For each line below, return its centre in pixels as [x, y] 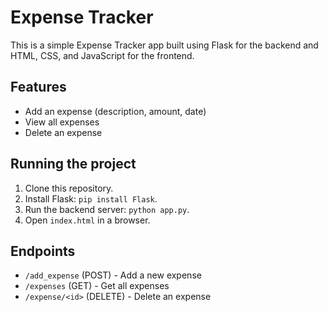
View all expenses [62, 122]
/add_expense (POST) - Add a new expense [113, 275]
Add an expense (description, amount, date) [115, 111]
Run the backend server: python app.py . [107, 209]
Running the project [73, 164]
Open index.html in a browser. [87, 220]
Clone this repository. [69, 188]
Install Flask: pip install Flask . [91, 198]
